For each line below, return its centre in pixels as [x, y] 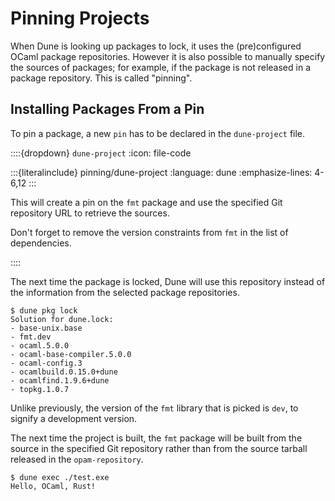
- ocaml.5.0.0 [40, 345]
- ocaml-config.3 [46, 363]
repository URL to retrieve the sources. [90, 213]
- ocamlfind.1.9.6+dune [60, 380]
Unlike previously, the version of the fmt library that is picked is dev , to [154, 408]
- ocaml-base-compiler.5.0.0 [71, 354]
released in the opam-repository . [77, 459]
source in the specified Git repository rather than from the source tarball [159, 448]
